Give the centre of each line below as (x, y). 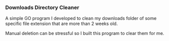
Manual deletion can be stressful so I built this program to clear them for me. (85, 33)
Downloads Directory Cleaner (42, 7)
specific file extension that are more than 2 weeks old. (62, 23)
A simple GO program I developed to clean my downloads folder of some (81, 18)
